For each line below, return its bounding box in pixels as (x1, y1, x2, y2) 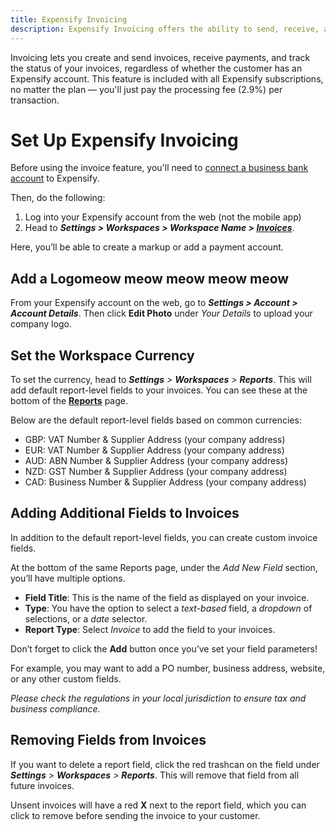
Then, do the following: (10, 192, 106, 204)
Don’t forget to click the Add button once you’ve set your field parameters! (10, 642, 318, 655)
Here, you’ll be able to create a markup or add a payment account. (10, 241, 284, 253)
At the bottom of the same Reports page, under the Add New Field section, (10, 561, 318, 573)
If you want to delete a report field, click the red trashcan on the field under (10, 758, 320, 770)
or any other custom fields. (10, 672, 122, 685)
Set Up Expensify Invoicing (10, 129, 239, 151)
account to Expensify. (10, 172, 100, 185)
